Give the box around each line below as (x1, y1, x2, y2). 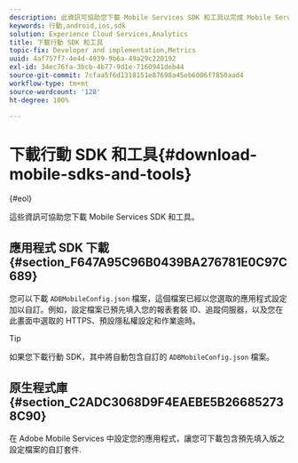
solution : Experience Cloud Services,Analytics (9, 29, 189, 38)
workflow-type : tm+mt (9, 79, 90, 88)
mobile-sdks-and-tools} (9, 164, 192, 184)
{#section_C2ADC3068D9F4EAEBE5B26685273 (9, 395, 284, 410)
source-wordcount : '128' (9, 87, 101, 96)
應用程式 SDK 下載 (9, 240, 109, 255)
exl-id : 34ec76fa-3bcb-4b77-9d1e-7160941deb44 (9, 63, 184, 72)
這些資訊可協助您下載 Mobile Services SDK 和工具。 (9, 212, 200, 222)
